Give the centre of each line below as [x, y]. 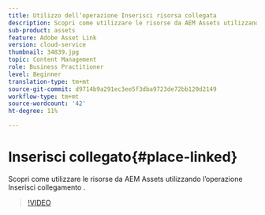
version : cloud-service [47, 45]
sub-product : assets [42, 30]
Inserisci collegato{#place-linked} [123, 157]
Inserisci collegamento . [47, 187]
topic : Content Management [52, 60]
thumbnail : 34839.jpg [44, 52]
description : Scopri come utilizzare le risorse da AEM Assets [114, 23]
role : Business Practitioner [56, 67]
